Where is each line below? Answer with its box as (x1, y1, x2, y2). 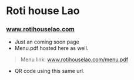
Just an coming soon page (14, 38, 79, 45)
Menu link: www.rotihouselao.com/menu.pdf (20, 56, 128, 63)
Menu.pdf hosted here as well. (14, 45, 89, 52)
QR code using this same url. (14, 68, 85, 75)
